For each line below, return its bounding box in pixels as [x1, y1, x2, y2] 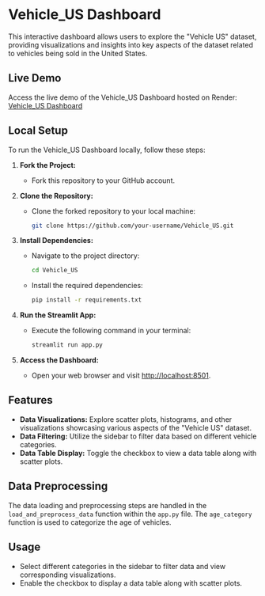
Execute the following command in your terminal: [31, 326, 191, 336]
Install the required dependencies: [31, 281, 144, 290]
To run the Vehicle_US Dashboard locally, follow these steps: [8, 145, 206, 154]
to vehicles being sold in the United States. [8, 48, 148, 58]
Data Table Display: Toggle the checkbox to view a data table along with [19, 448, 257, 457]
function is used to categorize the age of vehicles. [8, 517, 172, 527]
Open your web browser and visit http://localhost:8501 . [31, 370, 211, 381]
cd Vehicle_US [31, 267, 78, 275]
